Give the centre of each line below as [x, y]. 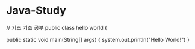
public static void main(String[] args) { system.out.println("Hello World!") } [98, 39]
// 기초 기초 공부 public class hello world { [57, 27]
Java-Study [36, 10]
